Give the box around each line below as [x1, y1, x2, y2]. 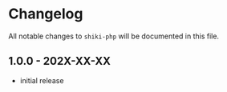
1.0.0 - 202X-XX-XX [8, 54, 111, 68]
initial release [19, 75, 64, 85]
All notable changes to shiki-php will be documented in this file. [8, 31, 219, 41]
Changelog [8, 5, 83, 23]
